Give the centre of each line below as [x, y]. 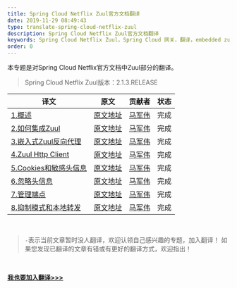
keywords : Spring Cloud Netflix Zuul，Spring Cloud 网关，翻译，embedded [114, 40]
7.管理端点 [28, 194]
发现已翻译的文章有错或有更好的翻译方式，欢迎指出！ [114, 249]
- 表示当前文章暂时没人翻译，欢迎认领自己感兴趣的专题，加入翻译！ [122, 240]
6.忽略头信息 [32, 181]
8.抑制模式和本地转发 [46, 207]
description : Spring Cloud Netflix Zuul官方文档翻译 [83, 33]
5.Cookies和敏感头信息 [49, 168]
